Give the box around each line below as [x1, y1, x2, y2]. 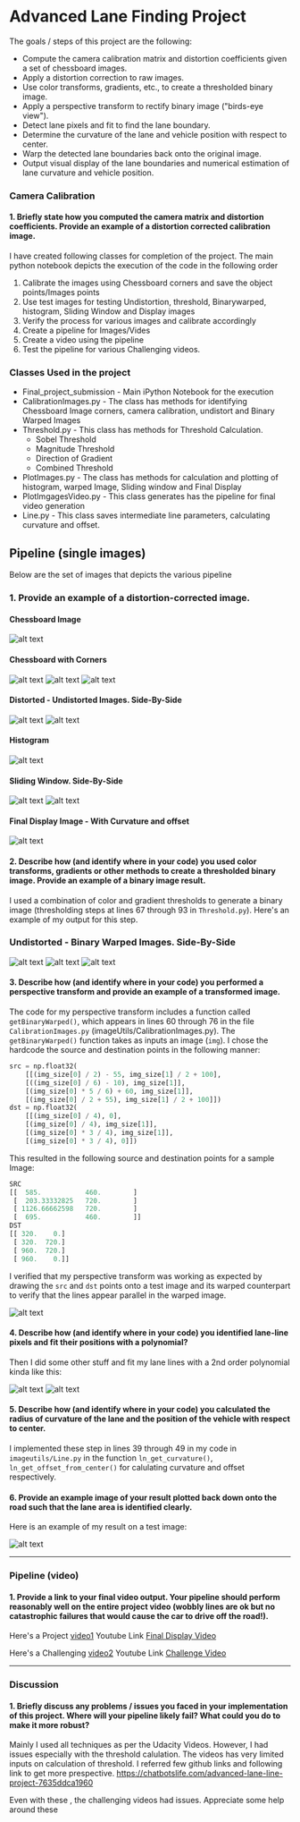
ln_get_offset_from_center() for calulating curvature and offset [9, 1462, 246, 1472]
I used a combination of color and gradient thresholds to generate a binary [9, 894, 283, 905]
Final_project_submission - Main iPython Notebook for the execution [21, 386, 274, 397]
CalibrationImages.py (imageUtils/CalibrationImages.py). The [9, 1026, 236, 1037]
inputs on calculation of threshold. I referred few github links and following [9, 1758, 283, 1769]
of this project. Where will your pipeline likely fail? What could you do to [9, 1710, 281, 1721]
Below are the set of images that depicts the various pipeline [9, 570, 232, 580]
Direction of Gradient [35, 453, 113, 464]
